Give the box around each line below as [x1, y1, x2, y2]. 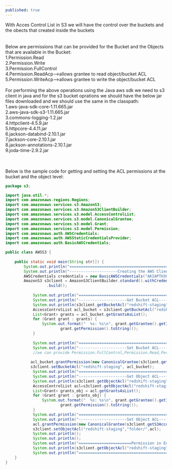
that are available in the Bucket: [5, 49, 72, 55]
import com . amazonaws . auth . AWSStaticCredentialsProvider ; [5, 236, 132, 241]
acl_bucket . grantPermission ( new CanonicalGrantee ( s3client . [30, 360, 161, 365]
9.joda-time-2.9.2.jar [5, 147, 49, 153]
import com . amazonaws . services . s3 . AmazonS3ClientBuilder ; [5, 207, 132, 212]
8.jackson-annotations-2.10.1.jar [5, 142, 72, 148]
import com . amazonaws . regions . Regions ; [5, 197, 91, 203]
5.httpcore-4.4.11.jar [5, 125, 47, 131]
